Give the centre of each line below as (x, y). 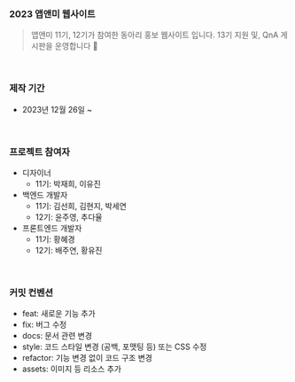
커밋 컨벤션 (31, 292)
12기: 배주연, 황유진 (69, 250)
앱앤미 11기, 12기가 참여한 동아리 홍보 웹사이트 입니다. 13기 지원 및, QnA (155, 35)
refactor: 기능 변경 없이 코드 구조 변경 (87, 358)
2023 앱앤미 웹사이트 (52, 13)
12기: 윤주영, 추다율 (69, 217)
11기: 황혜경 (55, 239)
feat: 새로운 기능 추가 (58, 314)
